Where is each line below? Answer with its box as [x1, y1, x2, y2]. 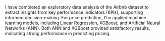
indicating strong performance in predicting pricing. [5, 31, 110, 36]
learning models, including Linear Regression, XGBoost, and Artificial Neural [5, 20, 161, 26]
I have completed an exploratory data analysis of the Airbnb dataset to [5, 4, 149, 10]
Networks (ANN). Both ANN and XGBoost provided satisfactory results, [5, 25, 150, 31]
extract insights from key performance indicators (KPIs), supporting [5, 9, 143, 15]
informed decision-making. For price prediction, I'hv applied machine [5, 15, 146, 20]
